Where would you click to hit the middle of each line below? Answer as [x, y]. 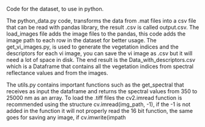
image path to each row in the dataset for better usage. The [82, 40]
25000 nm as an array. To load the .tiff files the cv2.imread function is [94, 98]
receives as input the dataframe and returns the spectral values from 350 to [102, 91]
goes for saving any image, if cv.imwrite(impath [66, 117]
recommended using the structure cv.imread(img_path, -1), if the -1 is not [99, 104]
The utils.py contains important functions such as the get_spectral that [95, 85]
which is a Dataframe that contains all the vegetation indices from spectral [100, 66]
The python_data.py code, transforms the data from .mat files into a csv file [101, 21]
